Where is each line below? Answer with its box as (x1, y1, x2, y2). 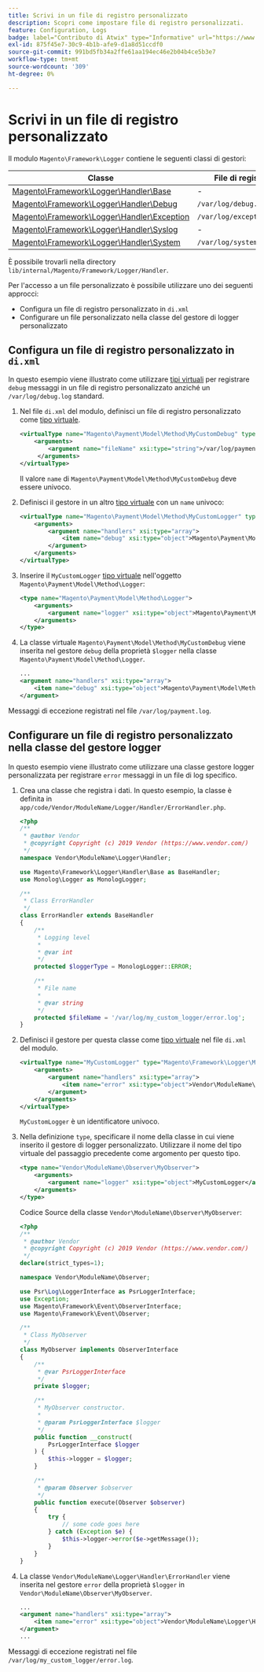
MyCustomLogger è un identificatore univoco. (19, 1117, 159, 1126)
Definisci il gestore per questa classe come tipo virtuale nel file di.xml (19, 1035, 247, 1045)
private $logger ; (34, 1382, 91, 1390)
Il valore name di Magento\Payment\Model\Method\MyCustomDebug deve (19, 474, 237, 483)
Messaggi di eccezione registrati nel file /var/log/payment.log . (8, 706, 212, 715)
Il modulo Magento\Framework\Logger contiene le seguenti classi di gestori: (8, 153, 247, 163)
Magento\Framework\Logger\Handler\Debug (12, 198, 178, 209)
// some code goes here (61, 1520, 140, 1529)
